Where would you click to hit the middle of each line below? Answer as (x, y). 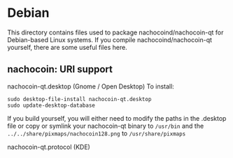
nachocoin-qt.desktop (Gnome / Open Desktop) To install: (91, 86)
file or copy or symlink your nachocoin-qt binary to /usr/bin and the (106, 126)
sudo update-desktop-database (51, 105)
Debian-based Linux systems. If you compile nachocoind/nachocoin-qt (110, 39)
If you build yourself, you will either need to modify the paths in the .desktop (117, 118)
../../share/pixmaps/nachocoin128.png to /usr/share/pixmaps (97, 133)
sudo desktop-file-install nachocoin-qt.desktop (79, 99)
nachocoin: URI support (60, 69)
